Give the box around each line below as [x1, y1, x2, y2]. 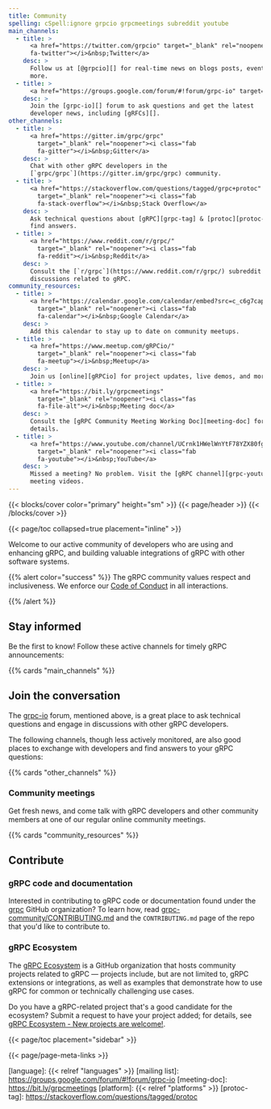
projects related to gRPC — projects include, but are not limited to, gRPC [8, 968, 249, 978]
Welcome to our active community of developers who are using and [8, 539, 234, 549]
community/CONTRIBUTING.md [8, 914, 115, 923]
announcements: [8, 649, 65, 659]
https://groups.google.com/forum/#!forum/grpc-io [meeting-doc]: [8, 1074, 227, 1084]
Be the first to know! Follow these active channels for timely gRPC [8, 641, 227, 651]
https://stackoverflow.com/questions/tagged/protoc [25, 1091, 198, 1101]
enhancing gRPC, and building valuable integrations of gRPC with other [8, 548, 245, 557]
